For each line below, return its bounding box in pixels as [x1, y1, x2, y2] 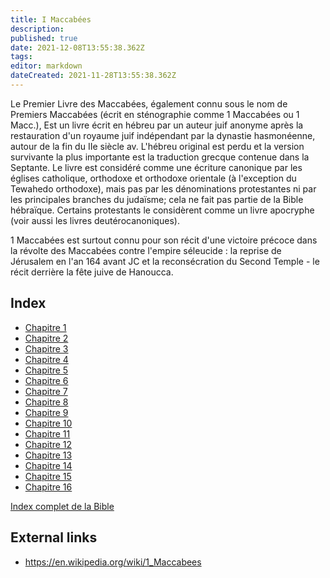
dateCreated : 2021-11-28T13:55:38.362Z [10, 71, 177, 81]
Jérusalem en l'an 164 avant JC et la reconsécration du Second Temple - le [10, 255, 320, 267]
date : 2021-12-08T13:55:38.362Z [10, 42, 145, 53]
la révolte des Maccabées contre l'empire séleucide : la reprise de [10, 244, 282, 256]
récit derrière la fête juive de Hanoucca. [10, 266, 174, 278]
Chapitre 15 [24, 470, 72, 482]
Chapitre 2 [24, 332, 69, 344]
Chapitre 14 [24, 459, 73, 471]
